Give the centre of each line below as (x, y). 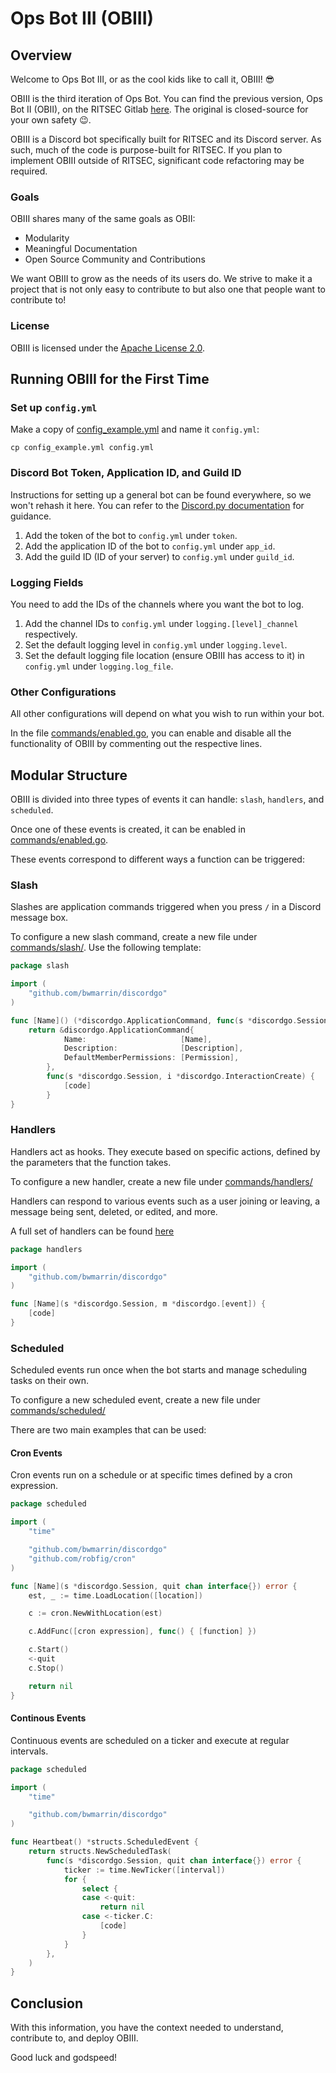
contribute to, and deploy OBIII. (74, 2038)
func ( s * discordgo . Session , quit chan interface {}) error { (174, 1860)
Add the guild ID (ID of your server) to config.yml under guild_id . (159, 556)
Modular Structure (69, 775)
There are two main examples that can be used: (108, 1430)
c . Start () (49, 1650)
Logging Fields (47, 582)
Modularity (47, 238)
